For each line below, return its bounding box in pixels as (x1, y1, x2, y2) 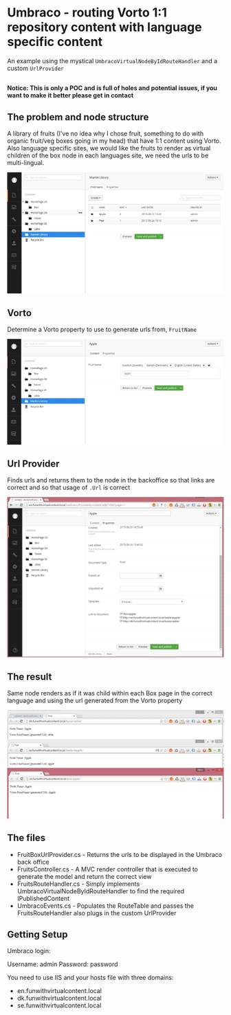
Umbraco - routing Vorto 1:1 (7, 5, 167, 21)
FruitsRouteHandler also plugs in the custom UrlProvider (16, 908, 177, 917)
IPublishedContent (16, 894, 70, 902)
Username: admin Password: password (7, 960, 118, 968)
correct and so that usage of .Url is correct (7, 483, 131, 492)
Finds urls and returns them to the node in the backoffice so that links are (7, 476, 215, 484)
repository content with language (7, 19, 202, 35)
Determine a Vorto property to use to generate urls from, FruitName (7, 325, 197, 333)
